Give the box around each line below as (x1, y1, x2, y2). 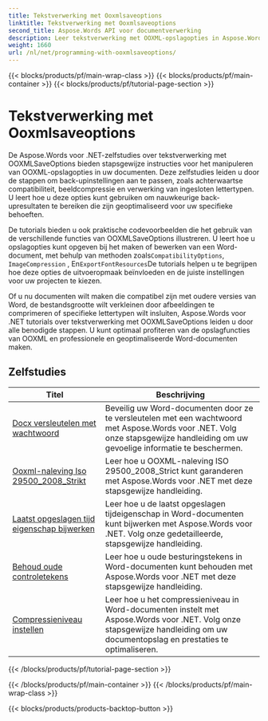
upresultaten (8, 201, 50, 211)
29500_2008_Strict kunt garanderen (104, 465, 243, 476)
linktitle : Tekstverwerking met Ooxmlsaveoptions (8, 19, 177, 27)
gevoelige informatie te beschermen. (104, 442, 243, 453)
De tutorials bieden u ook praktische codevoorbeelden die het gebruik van (8, 225, 253, 234)
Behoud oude (12, 561, 63, 572)
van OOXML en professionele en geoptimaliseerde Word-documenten (8, 333, 238, 343)
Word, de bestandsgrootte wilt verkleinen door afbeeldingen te (8, 300, 215, 309)
